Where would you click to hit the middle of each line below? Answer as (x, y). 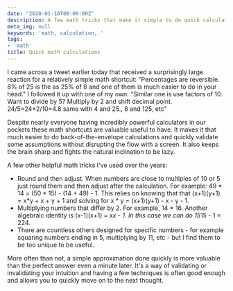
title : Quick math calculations (54, 53)
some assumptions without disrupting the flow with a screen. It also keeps (113, 144)
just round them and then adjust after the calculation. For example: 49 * (120, 186)
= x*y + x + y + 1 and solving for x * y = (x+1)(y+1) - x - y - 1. (103, 200)
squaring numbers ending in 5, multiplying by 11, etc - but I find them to (119, 237)
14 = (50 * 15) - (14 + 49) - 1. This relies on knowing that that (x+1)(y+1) (119, 193)
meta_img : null (29, 26)
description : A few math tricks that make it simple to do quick (103, 20)
